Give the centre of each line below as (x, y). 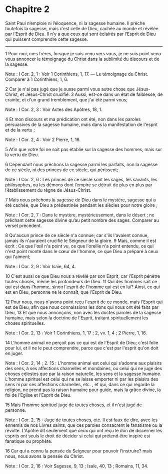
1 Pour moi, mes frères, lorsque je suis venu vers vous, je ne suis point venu (83, 53)
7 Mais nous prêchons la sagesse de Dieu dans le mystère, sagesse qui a (80, 200)
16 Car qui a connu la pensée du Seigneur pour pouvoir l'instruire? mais (79, 451)
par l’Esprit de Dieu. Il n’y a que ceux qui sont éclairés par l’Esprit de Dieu (80, 34)
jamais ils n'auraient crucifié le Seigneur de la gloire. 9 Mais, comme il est (81, 241)
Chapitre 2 (27, 9)
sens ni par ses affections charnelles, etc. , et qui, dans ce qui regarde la (80, 384)
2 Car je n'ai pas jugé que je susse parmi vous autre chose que (70, 89)
